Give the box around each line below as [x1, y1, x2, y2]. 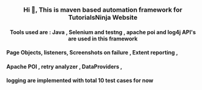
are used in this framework [68, 35, 138, 42]
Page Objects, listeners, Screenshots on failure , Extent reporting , [6, 49, 179, 56]
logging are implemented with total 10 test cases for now [6, 77, 154, 84]
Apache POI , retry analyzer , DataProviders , [6, 62, 122, 70]
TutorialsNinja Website [68, 13, 138, 21]
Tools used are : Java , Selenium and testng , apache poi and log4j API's [10, 28, 196, 36]
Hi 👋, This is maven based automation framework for [23, 6, 182, 14]
